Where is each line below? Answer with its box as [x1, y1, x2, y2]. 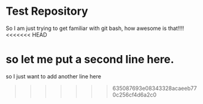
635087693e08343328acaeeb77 [112, 84, 197, 92]
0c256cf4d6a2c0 [112, 91, 157, 98]
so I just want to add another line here [6, 72, 102, 80]
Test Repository [6, 4, 88, 18]
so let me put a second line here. [6, 53, 174, 67]
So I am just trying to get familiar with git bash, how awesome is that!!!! [6, 24, 185, 32]
